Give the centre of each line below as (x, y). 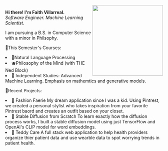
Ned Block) (17, 70)
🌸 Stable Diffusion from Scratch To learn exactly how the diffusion (79, 116)
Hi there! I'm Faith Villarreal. (35, 12)
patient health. (20, 143)
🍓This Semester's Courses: (33, 48)
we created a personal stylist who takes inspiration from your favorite (76, 106)
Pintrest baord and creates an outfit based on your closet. (64, 111)
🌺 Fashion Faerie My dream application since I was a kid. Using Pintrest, (86, 100)
